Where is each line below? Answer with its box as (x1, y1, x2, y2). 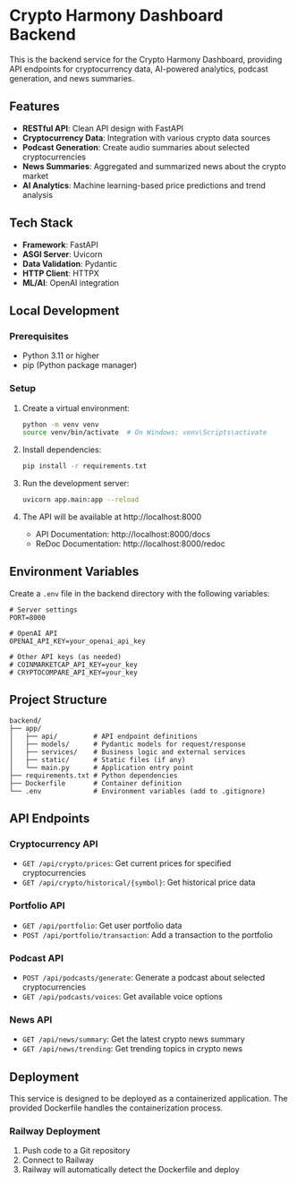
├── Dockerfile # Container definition (9, 778, 182, 788)
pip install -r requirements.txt (21, 462, 148, 471)
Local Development (9, 303, 120, 318)
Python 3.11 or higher (21, 350, 100, 361)
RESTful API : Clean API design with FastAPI (21, 123, 184, 133)
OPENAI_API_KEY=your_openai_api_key (9, 637, 146, 646)
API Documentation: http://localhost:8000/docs (35, 529, 211, 540)
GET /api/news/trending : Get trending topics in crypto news (21, 1043, 243, 1054)
